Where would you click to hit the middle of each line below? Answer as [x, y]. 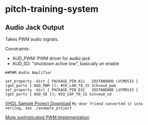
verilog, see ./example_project [38, 108]
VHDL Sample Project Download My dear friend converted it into [74, 103]
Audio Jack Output [35, 27]
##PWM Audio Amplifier [28, 73]
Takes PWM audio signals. [32, 39]
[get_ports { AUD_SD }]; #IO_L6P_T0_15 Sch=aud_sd [58, 94]
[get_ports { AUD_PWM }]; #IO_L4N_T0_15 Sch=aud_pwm [61, 85]
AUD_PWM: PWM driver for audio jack [51, 58]
